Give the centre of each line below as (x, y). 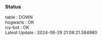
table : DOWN (19, 17)
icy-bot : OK (17, 27)
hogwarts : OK (20, 22)
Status (13, 7)
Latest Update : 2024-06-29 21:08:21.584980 (51, 33)
